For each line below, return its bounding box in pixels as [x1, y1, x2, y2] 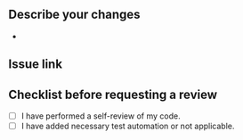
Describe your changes [8, 7, 141, 22]
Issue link [8, 57, 63, 72]
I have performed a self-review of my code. [20, 111, 181, 121]
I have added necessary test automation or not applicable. [20, 120, 235, 132]
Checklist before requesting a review [8, 86, 218, 102]
